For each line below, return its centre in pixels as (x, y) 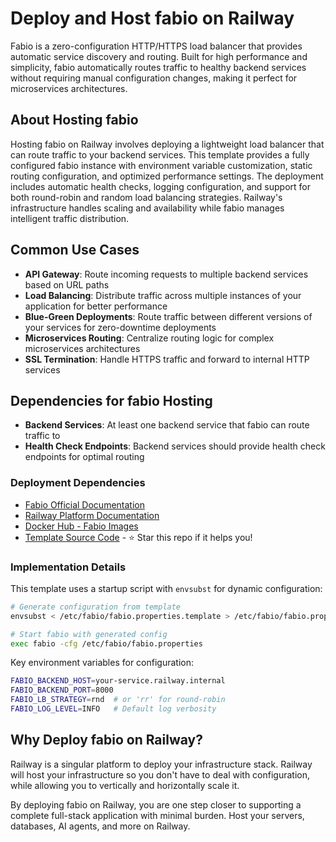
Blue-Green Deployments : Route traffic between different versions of (168, 316)
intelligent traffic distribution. (70, 218)
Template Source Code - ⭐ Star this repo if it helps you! (138, 537)
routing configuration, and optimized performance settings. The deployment (167, 176)
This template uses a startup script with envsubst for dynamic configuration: (166, 588)
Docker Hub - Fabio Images (81, 526)
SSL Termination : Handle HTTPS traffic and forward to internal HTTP (167, 359)
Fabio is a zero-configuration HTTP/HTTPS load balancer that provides (156, 46)
